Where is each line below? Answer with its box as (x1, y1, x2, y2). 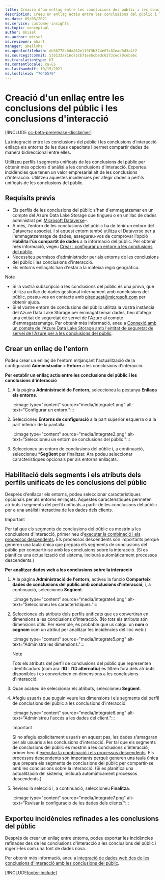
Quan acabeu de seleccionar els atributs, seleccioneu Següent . (12, 686, 141, 691)
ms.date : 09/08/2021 (5, 16, 48, 21)
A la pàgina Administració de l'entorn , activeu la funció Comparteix (12, 577, 151, 582)
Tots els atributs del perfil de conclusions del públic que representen (12, 660, 151, 666)
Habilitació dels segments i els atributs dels (5, 470, 141, 479)
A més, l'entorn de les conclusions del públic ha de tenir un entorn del (12, 222, 154, 228)
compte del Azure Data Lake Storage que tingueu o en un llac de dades (12, 212, 157, 218)
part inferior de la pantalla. (12, 422, 66, 428)
